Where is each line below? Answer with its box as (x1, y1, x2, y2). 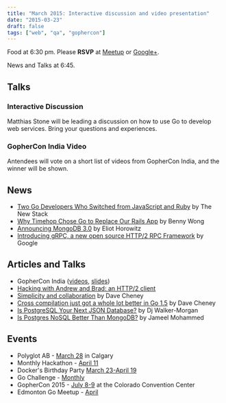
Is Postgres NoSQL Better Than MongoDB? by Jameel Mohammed (16, 313, 204, 321)
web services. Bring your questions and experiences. (7, 124, 158, 132)
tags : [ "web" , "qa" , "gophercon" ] (7, 29, 106, 36)
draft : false (7, 23, 45, 29)
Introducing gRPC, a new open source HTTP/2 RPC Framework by (16, 232, 204, 240)
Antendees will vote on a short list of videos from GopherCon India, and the (7, 157, 220, 165)
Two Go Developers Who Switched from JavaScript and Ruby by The (16, 203, 212, 211)
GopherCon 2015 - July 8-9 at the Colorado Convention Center (16, 380, 195, 389)
